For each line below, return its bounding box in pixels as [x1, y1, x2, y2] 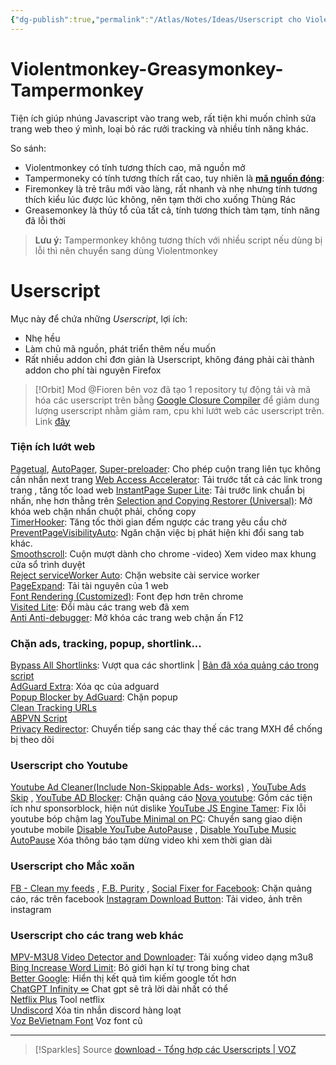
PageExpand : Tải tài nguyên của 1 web [10, 579, 169, 591]
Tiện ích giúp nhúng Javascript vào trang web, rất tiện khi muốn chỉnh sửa [10, 112, 317, 124]
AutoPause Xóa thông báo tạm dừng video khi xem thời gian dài [10, 834, 273, 846]
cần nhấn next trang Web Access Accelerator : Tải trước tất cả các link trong [10, 473, 323, 485]
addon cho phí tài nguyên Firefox [24, 364, 162, 376]
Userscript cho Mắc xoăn [10, 859, 135, 873]
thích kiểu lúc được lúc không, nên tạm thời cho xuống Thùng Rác [24, 193, 296, 205]
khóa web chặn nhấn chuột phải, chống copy [10, 505, 197, 517]
